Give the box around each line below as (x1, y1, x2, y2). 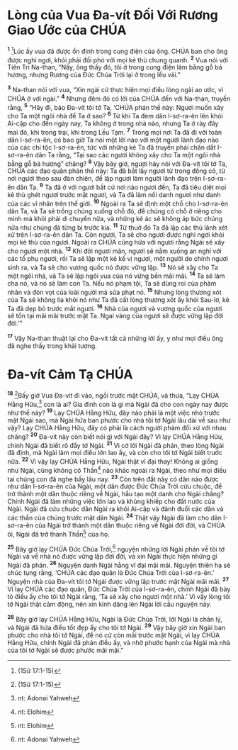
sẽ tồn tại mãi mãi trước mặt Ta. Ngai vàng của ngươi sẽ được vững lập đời (7, 312, 224, 320)
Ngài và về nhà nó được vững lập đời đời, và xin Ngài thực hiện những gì (7, 552, 217, 561)
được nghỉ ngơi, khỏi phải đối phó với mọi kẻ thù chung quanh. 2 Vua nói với (7, 54, 229, 64)
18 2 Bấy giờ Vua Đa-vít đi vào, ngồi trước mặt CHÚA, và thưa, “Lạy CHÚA (7, 390, 220, 400)
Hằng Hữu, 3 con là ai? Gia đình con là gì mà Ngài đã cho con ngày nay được (7, 398, 229, 408)
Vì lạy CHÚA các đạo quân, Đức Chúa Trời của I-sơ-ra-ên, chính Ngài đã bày (7, 585, 231, 593)
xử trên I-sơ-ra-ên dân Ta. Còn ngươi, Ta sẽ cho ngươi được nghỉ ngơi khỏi (7, 230, 225, 239)
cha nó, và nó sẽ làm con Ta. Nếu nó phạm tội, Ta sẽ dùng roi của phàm (7, 279, 217, 288)
